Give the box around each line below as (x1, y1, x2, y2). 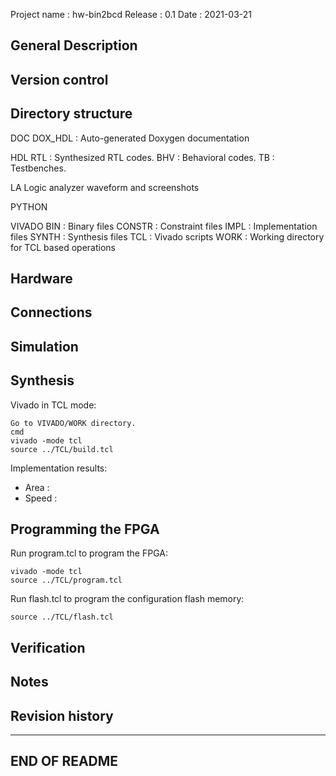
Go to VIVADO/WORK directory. (10, 418, 137, 428)
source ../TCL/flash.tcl (10, 612, 114, 623)
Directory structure (10, 105, 133, 123)
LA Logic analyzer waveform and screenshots (10, 181, 200, 193)
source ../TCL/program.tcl (10, 575, 123, 586)
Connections (10, 304, 93, 321)
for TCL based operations (10, 241, 116, 253)
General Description (10, 37, 138, 54)
